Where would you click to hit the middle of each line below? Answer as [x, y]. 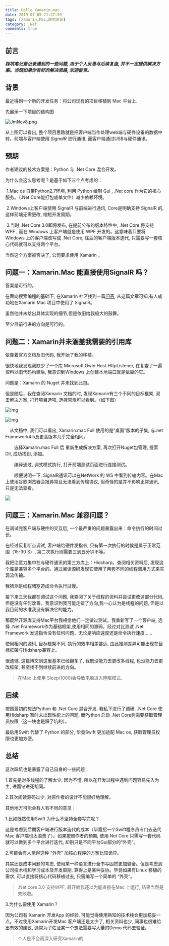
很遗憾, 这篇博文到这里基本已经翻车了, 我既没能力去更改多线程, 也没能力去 [82, 661]
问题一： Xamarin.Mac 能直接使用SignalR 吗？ [77, 272]
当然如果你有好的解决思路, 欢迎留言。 [53, 70]
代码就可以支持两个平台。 [36, 244]
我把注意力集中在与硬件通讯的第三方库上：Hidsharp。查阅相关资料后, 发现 [82, 563]
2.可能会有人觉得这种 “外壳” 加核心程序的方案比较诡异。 [64, 853]
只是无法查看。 [21, 488]
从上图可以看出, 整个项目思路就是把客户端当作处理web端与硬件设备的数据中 [84, 132]
